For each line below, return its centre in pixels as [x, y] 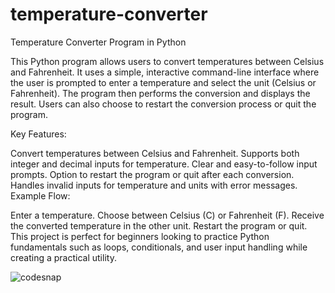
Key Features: [38, 134]
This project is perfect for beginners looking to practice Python [140, 236]
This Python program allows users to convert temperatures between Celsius [167, 61]
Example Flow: [40, 195]
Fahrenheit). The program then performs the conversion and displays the [160, 93]
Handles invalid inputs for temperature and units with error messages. [154, 185]
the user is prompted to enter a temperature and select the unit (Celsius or [163, 82]
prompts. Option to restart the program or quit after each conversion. [152, 174]
